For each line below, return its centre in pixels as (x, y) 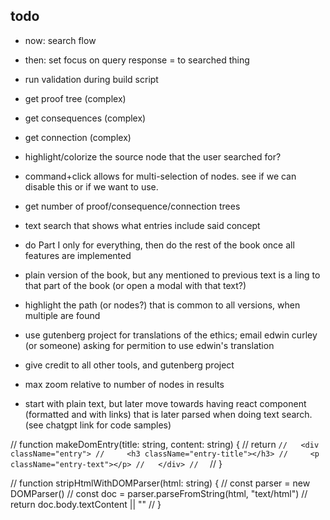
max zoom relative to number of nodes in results (124, 384)
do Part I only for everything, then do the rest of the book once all (159, 245)
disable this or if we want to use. (91, 186)
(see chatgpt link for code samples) (98, 425)
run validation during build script (91, 79)
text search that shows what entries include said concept (142, 225)
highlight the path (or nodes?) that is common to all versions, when (162, 305)
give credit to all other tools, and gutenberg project (129, 365)
